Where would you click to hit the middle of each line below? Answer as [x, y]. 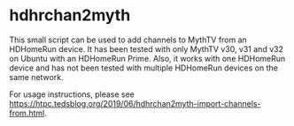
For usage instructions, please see [72, 94]
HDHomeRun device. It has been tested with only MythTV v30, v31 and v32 [146, 48]
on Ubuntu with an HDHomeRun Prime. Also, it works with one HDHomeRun [147, 58]
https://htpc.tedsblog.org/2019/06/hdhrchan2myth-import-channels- [135, 103]
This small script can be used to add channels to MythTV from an [128, 40]
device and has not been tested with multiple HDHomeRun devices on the [144, 68]
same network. [36, 77]
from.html [27, 113]
